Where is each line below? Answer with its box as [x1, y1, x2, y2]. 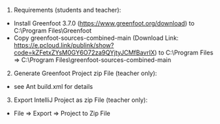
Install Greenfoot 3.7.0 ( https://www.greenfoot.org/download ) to [13, 19, 195, 27]
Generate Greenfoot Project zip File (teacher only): [13, 69, 157, 77]
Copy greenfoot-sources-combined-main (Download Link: [13, 34, 179, 42]
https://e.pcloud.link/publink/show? [13, 41, 115, 49]
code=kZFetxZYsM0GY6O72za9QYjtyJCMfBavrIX [13, 48, 155, 56]
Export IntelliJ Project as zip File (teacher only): [13, 96, 148, 104]
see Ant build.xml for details [13, 83, 93, 90]
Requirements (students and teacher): [13, 6, 122, 14]
